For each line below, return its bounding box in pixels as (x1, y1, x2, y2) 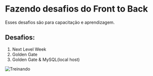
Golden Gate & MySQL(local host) (12, 57, 80, 62)
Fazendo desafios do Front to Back (5, 3, 148, 15)
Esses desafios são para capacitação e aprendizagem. (5, 19, 115, 25)
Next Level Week (12, 46, 46, 52)
